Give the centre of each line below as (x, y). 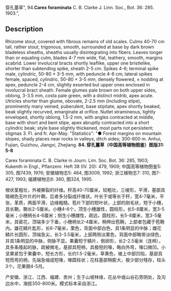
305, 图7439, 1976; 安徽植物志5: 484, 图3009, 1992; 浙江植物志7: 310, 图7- (83, 172)
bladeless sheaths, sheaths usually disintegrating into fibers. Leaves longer (84, 52)
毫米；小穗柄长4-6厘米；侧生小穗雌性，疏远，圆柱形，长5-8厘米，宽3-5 (81, 215)
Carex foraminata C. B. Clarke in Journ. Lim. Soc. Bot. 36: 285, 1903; (77, 160)
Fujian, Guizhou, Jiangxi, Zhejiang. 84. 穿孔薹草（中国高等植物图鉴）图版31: (85, 144)
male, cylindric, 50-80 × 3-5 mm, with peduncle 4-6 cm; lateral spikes (79, 74)
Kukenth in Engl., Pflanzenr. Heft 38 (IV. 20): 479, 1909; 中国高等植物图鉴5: (83, 166)
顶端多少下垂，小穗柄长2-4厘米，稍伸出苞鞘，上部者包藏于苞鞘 (98, 222)
